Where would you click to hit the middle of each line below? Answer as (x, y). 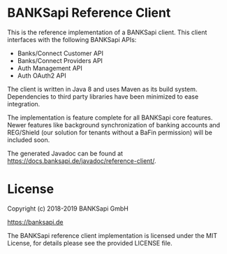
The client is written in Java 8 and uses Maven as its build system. (102, 89)
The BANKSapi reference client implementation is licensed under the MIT (112, 235)
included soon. (29, 140)
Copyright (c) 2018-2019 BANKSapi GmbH (68, 209)
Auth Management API (50, 68)
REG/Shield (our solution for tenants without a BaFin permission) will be (110, 132)
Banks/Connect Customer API (60, 53)
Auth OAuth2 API (42, 76)
